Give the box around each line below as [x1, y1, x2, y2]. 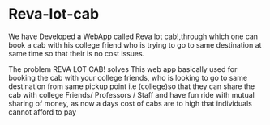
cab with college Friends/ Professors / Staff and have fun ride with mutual [8, 90, 255, 99]
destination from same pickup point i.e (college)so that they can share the [8, 81, 255, 91]
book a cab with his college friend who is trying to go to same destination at [8, 40, 262, 49]
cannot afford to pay [8, 106, 77, 117]
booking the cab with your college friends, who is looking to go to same [8, 73, 248, 82]
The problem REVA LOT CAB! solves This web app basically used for [8, 64, 238, 73]
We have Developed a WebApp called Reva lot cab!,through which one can [8, 31, 258, 41]
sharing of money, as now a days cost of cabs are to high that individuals [8, 98, 253, 108]
